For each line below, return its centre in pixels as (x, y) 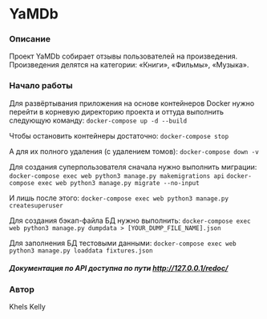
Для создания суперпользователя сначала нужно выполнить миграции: (133, 167)
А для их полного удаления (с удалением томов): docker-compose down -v (134, 151)
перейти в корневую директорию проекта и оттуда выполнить (116, 111)
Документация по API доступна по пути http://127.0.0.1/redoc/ (119, 269)
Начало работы (41, 86)
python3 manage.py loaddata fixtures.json (81, 250)
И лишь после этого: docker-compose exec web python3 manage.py (119, 198)
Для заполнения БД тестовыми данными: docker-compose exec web (123, 243)
